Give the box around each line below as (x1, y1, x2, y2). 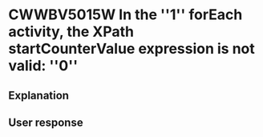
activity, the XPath (8, 22, 135, 41)
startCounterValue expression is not (8, 40, 255, 58)
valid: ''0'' (8, 57, 79, 75)
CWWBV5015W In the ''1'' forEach (8, 6, 243, 24)
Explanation (8, 88, 70, 102)
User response (8, 115, 83, 129)
